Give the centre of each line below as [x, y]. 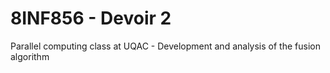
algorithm [30, 56]
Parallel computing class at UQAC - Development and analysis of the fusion [165, 46]
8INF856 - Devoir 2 [91, 18]
